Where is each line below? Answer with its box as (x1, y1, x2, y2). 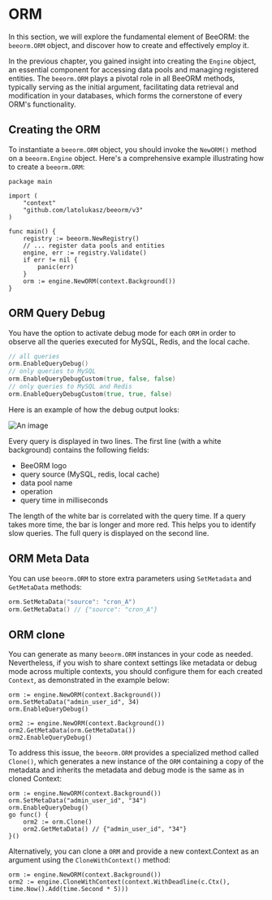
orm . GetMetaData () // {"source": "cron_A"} (8, 605, 158, 614)
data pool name (19, 477, 73, 488)
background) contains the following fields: (8, 445, 150, 454)
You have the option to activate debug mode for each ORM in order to (8, 328, 236, 337)
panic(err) (37, 263, 75, 271)
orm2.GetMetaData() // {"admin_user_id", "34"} (23, 825, 187, 833)
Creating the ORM (8, 123, 101, 137)
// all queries (8, 352, 60, 360)
